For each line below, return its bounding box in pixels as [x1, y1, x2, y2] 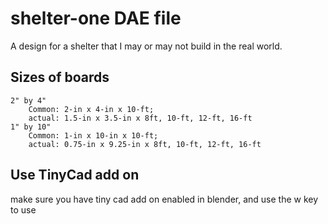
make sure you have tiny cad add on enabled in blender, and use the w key [10, 193, 319, 205]
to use [10, 203, 37, 216]
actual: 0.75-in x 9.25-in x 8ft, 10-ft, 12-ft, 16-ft [28, 139, 262, 149]
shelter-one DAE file [10, 7, 182, 30]
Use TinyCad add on [10, 167, 140, 184]
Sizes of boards [10, 69, 110, 86]
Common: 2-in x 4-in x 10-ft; [28, 104, 155, 114]
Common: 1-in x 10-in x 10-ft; [28, 130, 159, 141]
